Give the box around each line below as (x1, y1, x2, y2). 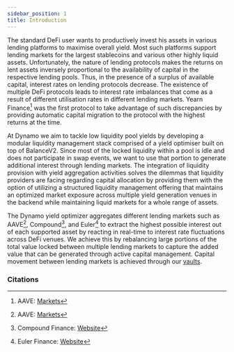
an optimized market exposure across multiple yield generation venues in (7, 191, 217, 199)
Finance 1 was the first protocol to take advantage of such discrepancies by (7, 102, 223, 112)
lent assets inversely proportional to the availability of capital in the (7, 65, 199, 74)
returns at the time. (7, 118, 62, 127)
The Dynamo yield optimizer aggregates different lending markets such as (7, 211, 220, 220)
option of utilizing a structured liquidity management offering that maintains (7, 184, 224, 192)
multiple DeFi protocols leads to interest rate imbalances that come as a (7, 88, 213, 96)
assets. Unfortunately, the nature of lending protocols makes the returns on (7, 58, 224, 66)
